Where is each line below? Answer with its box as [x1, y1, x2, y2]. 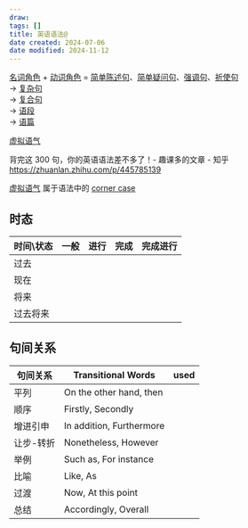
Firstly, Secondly [63, 402, 134, 415]
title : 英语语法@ [9, 29, 68, 38]
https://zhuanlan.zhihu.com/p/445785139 [9, 164, 162, 175]
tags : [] [9, 21, 42, 30]
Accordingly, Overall [63, 503, 149, 516]
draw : [9, 12, 29, 22]
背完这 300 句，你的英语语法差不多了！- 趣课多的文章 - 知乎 [9, 154, 229, 165]
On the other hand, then [63, 385, 164, 398]
